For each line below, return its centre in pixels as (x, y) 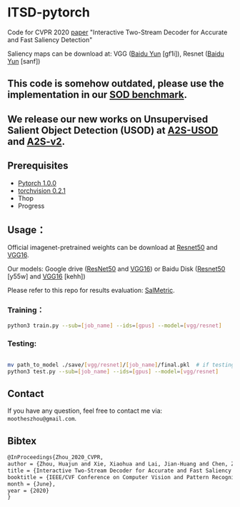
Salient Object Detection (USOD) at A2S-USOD (113, 130)
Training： (26, 310)
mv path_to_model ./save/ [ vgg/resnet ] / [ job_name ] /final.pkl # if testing (121, 365)
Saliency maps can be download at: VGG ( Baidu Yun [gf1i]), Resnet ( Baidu (116, 54)
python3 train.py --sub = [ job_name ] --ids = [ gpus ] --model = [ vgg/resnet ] (115, 326)
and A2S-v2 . (36, 141)
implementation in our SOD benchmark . (97, 95)
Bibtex (22, 441)
